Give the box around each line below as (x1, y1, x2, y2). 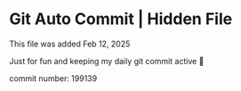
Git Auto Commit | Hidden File (9, 9, 233, 29)
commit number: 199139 (9, 72, 98, 84)
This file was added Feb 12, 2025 (9, 38, 131, 49)
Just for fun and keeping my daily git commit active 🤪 (9, 55, 205, 66)
